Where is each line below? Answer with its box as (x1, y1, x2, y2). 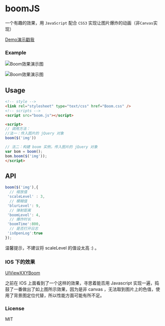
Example (5, 49, 27, 56)
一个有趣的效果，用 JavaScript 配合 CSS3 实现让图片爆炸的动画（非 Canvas (5, 20, 154, 26)
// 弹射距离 (9, 208, 31, 213)
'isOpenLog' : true (7, 231, 43, 236)
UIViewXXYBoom (5, 270, 40, 276)
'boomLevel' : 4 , (7, 213, 41, 217)
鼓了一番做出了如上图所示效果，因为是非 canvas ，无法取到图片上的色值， (5, 287, 156, 292)
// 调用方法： (5, 126, 31, 131)
